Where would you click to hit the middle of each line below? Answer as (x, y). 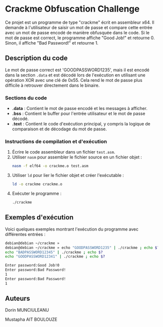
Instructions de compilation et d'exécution (56, 141)
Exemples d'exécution (39, 217)
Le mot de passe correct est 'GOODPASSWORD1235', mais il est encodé (77, 70)
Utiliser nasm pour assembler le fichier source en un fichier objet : (77, 157)
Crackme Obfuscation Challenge (72, 9)
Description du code (36, 58)
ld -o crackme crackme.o (37, 184)
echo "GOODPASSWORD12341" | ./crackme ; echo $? (55, 257)
